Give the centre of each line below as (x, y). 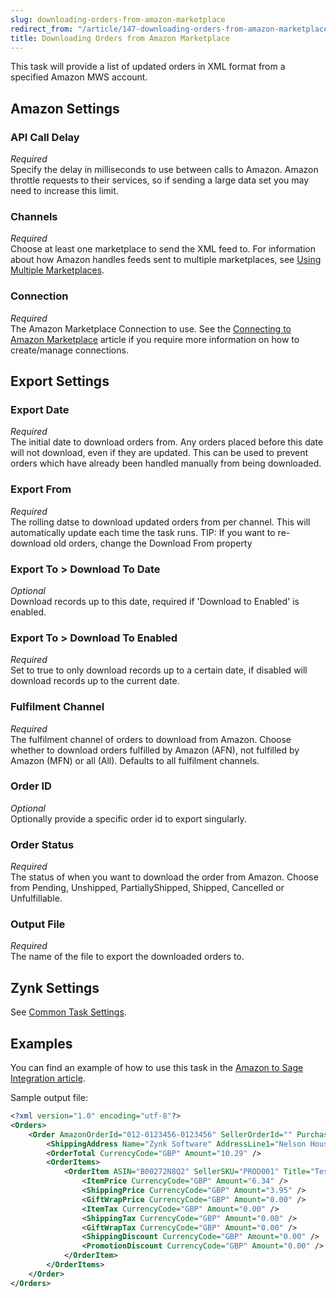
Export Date (40, 409)
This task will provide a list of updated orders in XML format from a (148, 67)
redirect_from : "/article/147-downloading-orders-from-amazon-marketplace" (171, 29)
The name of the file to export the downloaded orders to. (127, 957)
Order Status (42, 844)
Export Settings (60, 381)
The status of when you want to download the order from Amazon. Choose (164, 877)
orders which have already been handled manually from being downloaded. (166, 463)
